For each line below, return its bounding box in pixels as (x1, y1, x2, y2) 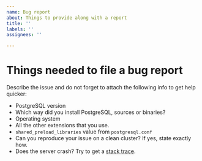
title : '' (6, 20, 32, 26)
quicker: (6, 90, 28, 98)
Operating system (15, 115, 61, 122)
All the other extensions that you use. (15, 122, 110, 129)
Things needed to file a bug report (6, 64, 183, 77)
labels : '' (6, 26, 34, 32)
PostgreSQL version (15, 102, 66, 110)
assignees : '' (6, 32, 43, 38)
